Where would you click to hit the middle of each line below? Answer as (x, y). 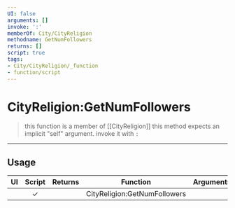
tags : (15, 60)
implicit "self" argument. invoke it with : (81, 134)
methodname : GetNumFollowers (50, 40)
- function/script (34, 72)
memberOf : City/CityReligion (50, 33)
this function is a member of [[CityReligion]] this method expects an (122, 126)
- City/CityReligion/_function (53, 66)
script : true (26, 53)
